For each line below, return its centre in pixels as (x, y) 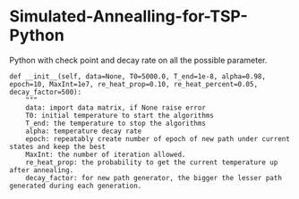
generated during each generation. (76, 186)
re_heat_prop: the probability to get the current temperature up (152, 162)
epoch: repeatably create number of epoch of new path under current (158, 139)
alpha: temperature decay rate (84, 131)
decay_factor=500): (46, 92)
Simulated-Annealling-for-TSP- (128, 17)
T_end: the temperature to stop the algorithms (115, 123)
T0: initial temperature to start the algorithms (120, 115)
